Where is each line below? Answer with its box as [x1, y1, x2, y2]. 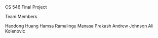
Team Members [5, 14, 37, 19]
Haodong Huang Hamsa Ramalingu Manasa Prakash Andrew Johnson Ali [5, 23, 154, 29]
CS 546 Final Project [5, 4, 47, 10]
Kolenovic [5, 28, 26, 34]
